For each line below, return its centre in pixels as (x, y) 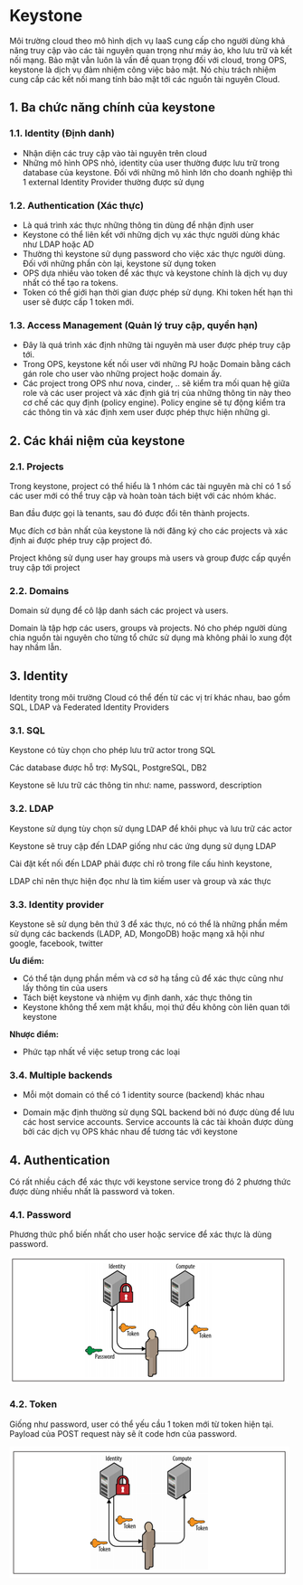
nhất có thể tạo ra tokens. (70, 282)
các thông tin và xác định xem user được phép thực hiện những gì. (146, 412)
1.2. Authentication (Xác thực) (77, 205)
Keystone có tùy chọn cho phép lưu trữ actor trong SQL (113, 750)
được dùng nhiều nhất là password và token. (92, 1192)
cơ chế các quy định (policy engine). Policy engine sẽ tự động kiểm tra (154, 402)
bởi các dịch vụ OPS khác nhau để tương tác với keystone (130, 1132)
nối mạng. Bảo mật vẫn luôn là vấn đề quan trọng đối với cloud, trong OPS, (148, 60)
